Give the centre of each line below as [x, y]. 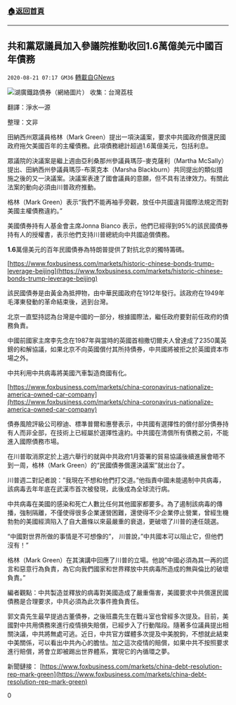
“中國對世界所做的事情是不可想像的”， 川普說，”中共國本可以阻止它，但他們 [115, 536]
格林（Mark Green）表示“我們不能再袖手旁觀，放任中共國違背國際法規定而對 [118, 202]
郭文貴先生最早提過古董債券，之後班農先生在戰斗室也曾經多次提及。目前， [115, 616]
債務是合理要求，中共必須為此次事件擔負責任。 [75, 602]
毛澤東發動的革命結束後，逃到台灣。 [60, 302]
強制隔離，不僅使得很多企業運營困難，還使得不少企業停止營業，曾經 [118, 513]
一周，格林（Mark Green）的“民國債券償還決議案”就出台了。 [101, 465]
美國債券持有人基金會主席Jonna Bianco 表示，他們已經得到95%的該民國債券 [118, 226]
